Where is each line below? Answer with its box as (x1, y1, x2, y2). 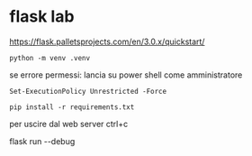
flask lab (9, 6, 75, 27)
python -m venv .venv (9, 53, 91, 62)
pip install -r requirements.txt (9, 102, 135, 112)
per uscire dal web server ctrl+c (9, 118, 129, 129)
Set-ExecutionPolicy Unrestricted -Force (9, 87, 167, 96)
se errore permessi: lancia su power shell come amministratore (9, 69, 243, 80)
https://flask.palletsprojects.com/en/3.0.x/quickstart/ (9, 36, 205, 47)
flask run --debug (9, 135, 76, 146)
